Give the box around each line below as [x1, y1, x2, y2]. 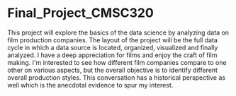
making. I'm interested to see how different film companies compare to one [7, 58, 227, 66]
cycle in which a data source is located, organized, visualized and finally [7, 43, 218, 52]
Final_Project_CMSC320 [7, 5, 154, 21]
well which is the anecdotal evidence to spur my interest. [7, 80, 174, 89]
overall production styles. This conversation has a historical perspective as [7, 73, 225, 82]
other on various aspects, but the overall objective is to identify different [7, 66, 218, 74]
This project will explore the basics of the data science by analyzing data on [7, 28, 229, 37]
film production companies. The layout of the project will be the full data [7, 35, 218, 44]
